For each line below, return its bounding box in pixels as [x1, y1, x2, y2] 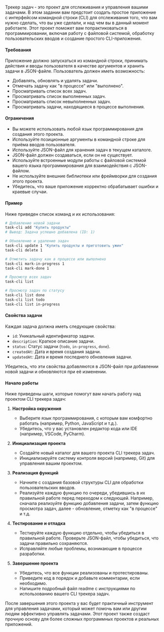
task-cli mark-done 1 [5, 266, 49, 271]
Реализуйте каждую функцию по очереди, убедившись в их [19, 490, 145, 496]
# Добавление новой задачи [5, 221, 60, 225]
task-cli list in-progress [5, 302, 60, 307]
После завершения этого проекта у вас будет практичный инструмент [5, 600, 153, 606]
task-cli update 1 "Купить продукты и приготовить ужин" [5, 243, 124, 248]
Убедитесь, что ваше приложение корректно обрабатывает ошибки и [12, 184, 159, 190]
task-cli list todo [5, 297, 45, 302]
